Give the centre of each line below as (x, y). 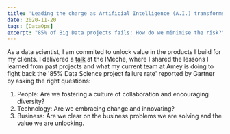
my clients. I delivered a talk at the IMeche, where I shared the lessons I (108, 59)
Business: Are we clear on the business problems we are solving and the (119, 116)
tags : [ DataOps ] (30, 26)
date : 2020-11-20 (32, 20)
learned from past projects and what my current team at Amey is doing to (111, 66)
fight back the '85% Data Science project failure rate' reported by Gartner (111, 74)
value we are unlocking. (50, 123)
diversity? (31, 102)
